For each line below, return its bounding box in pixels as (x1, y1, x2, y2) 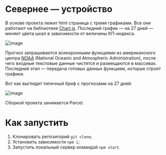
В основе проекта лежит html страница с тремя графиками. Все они (5, 20, 151, 26)
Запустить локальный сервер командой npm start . (12, 144, 121, 150)
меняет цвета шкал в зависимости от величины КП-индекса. (5, 30, 136, 36)
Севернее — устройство (5, 3, 113, 15)
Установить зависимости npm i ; (12, 139, 80, 145)
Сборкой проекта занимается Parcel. (5, 99, 84, 105)
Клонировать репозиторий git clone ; (12, 133, 92, 140)
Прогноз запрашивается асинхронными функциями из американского (5, 50, 156, 56)
